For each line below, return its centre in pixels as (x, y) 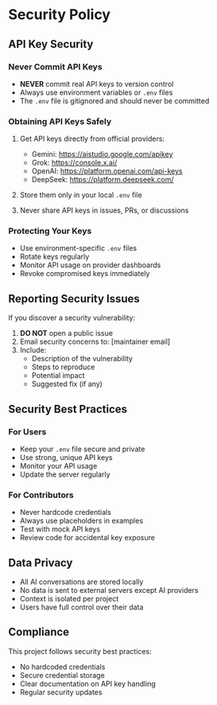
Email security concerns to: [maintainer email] (95, 342)
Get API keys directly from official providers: (92, 139)
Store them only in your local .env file (81, 195)
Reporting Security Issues (74, 299)
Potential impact (58, 376)
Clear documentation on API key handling (88, 684)
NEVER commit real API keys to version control (97, 84)
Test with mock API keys (60, 529)
